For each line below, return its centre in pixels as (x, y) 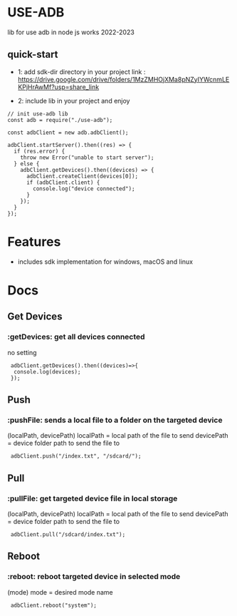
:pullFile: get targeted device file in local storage (93, 498)
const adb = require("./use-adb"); (60, 120)
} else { (27, 164)
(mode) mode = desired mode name (60, 592)
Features (34, 241)
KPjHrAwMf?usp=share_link (58, 87)
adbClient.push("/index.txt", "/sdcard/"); (76, 456)
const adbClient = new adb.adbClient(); (68, 133)
